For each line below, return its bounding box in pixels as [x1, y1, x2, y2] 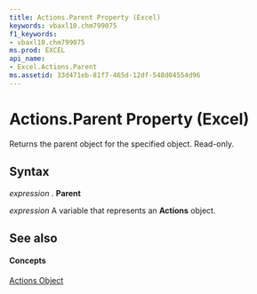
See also [9, 230, 58, 245]
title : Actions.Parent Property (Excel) [9, 12, 162, 22]
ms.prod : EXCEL [9, 46, 66, 55]
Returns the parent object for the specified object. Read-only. [9, 139, 235, 149]
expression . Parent [9, 187, 82, 198]
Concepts [9, 255, 46, 266]
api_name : [9, 54, 46, 63]
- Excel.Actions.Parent [9, 63, 98, 72]
